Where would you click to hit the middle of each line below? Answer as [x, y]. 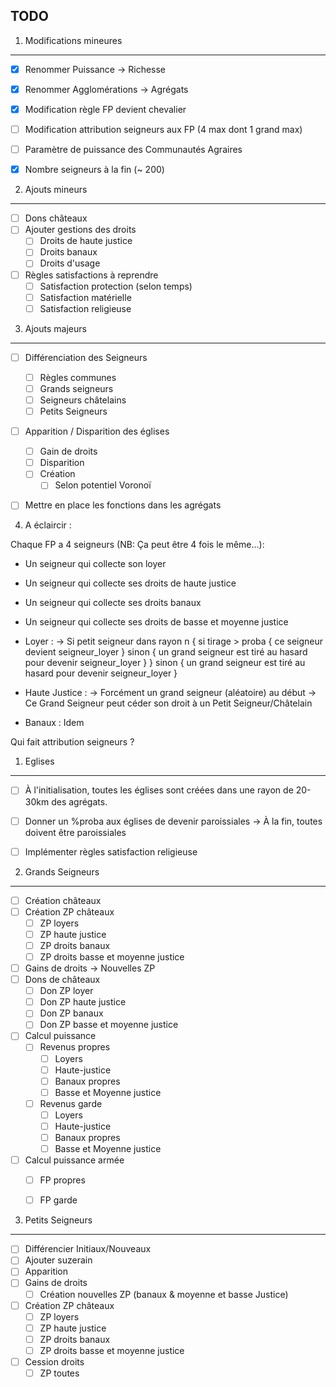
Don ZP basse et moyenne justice [109, 1025]
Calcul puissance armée [74, 1160]
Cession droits [54, 1361]
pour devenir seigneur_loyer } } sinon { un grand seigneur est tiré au [165, 663]
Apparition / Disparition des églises [97, 431]
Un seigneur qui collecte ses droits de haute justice [130, 583]
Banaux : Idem [54, 723]
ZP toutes [59, 1373]
